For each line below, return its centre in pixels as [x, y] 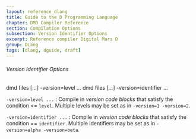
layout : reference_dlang [37, 12]
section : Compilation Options [44, 28]
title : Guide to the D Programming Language [62, 17]
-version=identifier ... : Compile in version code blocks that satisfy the [97, 117]
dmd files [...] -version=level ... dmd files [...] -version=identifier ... [87, 87]
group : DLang [22, 45]
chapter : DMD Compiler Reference [48, 23]
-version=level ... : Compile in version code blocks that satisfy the [90, 99]
